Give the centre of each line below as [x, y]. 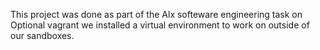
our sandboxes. [42, 35]
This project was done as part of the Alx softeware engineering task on [156, 14]
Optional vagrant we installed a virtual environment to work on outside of [160, 25]
